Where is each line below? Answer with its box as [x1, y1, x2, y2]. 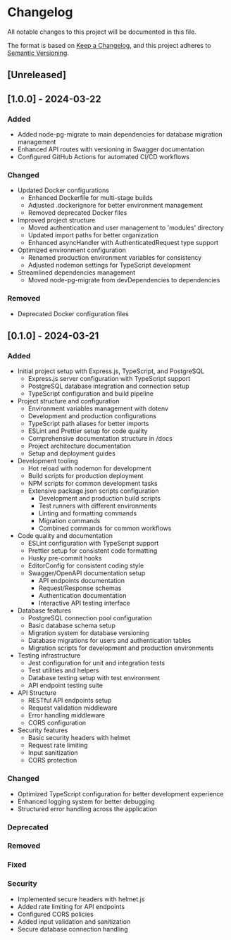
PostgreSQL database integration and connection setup [27, 382, 189, 391]
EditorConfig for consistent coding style [27, 561, 144, 570]
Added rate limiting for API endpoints [17, 902, 125, 910]
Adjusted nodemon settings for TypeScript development [27, 261, 192, 270]
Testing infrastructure [17, 651, 81, 660]
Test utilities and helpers [27, 666, 99, 675]
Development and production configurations [27, 412, 157, 420]
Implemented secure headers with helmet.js [17, 895, 145, 903]
